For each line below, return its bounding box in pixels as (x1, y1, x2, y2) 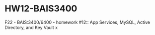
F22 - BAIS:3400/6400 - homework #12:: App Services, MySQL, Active (4, 19, 150, 25)
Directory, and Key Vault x (4, 24, 58, 30)
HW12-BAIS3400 (4, 3, 77, 14)
